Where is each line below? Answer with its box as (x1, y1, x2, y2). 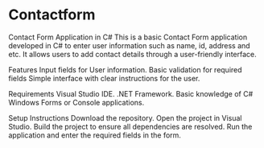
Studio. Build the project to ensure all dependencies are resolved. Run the (8, 121, 253, 131)
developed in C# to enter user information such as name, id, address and (8, 40, 251, 50)
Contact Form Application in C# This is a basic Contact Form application (8, 32, 248, 42)
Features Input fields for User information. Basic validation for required (8, 64, 243, 74)
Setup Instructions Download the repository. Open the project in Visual (8, 113, 242, 122)
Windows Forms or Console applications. (8, 97, 145, 107)
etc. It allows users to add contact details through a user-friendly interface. (8, 49, 257, 59)
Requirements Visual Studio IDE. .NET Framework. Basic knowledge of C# (8, 88, 254, 98)
